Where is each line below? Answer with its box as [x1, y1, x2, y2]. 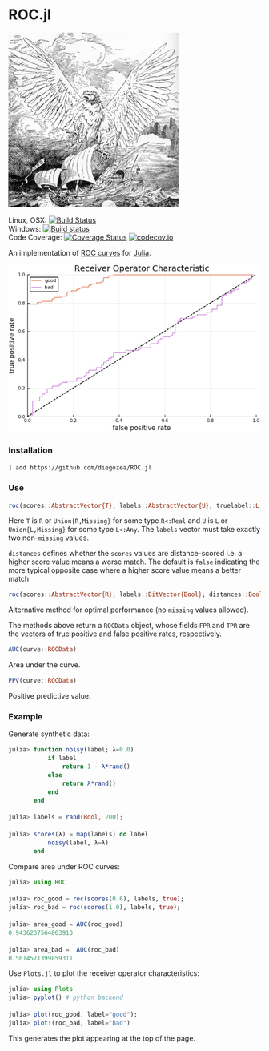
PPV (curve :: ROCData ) [8, 677, 78, 685]
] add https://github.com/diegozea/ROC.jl [8, 464, 152, 472]
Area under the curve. [8, 660, 81, 670]
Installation [8, 445, 54, 456]
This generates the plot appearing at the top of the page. [8, 1033, 196, 1043]
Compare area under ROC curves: [8, 861, 120, 871]
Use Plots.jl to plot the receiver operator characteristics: [8, 968, 200, 978]
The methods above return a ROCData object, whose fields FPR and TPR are [8, 621, 251, 630]
